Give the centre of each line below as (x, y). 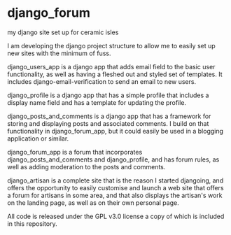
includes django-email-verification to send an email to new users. (102, 81)
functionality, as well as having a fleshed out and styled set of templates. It (115, 74)
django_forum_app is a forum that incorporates (75, 152)
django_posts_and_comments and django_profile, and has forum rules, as (113, 159)
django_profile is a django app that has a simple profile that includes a (108, 95)
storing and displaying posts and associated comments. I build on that (108, 123)
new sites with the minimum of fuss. (59, 53)
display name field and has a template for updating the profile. (97, 102)
